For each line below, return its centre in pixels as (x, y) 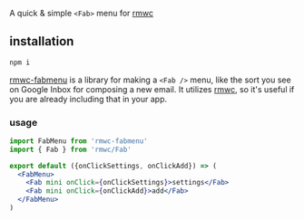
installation (42, 41)
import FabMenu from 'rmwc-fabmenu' (78, 141)
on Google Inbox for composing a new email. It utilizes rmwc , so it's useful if (152, 89)
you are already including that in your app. (88, 99)
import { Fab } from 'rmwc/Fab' (70, 149)
